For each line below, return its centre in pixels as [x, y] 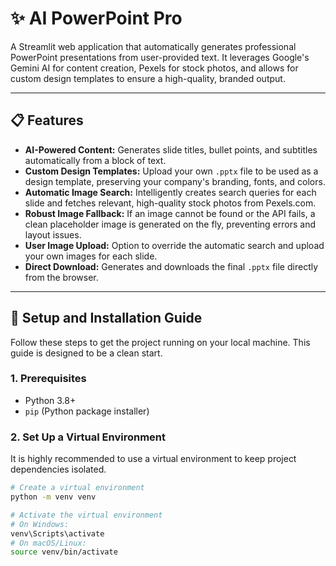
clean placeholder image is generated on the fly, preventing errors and [170, 224]
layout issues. [53, 234]
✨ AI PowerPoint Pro [96, 18]
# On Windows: [40, 524]
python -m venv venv [53, 497]
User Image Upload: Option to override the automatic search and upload [174, 245]
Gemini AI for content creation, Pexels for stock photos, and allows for [154, 68]
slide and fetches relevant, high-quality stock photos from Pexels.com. [170, 203]
